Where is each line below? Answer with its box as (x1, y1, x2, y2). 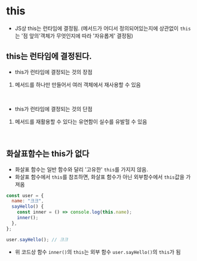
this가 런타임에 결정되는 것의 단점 (14, 105, 93, 112)
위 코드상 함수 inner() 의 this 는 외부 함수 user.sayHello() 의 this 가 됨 (14, 248, 181, 255)
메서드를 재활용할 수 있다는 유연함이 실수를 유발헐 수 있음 (14, 118, 147, 125)
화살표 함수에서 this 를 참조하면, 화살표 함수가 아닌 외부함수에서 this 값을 (14, 173, 185, 180)
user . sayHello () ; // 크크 (6, 237, 69, 242)
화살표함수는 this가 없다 (6, 149, 90, 159)
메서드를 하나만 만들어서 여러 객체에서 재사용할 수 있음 (14, 81, 141, 88)
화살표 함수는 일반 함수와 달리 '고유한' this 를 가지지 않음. (14, 165, 148, 173)
